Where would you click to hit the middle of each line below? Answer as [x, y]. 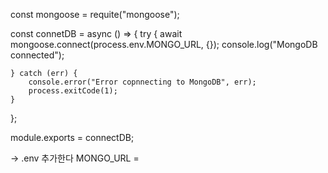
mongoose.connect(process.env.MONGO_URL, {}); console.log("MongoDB [164, 44]
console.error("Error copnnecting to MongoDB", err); [142, 82]
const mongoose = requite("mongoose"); [95, 14]
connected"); [37, 55]
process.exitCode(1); [73, 91]
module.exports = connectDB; [72, 137]
